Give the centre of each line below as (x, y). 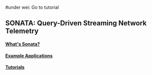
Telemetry (22, 31)
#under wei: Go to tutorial (32, 7)
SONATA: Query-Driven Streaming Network (76, 23)
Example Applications (29, 56)
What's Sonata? (23, 44)
